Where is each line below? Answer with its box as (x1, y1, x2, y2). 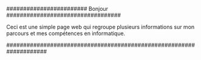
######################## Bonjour (6, 5, 108, 12)
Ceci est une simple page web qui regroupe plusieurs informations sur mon (6, 24, 195, 30)
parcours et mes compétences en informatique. (6, 30, 126, 37)
